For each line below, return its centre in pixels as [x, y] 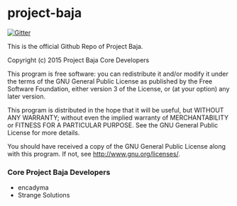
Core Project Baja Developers [59, 172]
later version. [27, 96]
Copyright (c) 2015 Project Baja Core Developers [78, 60]
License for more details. [44, 132]
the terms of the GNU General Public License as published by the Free [110, 81]
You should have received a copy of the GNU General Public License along [116, 146]
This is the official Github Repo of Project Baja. [75, 46]
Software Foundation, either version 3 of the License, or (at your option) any [118, 88]
